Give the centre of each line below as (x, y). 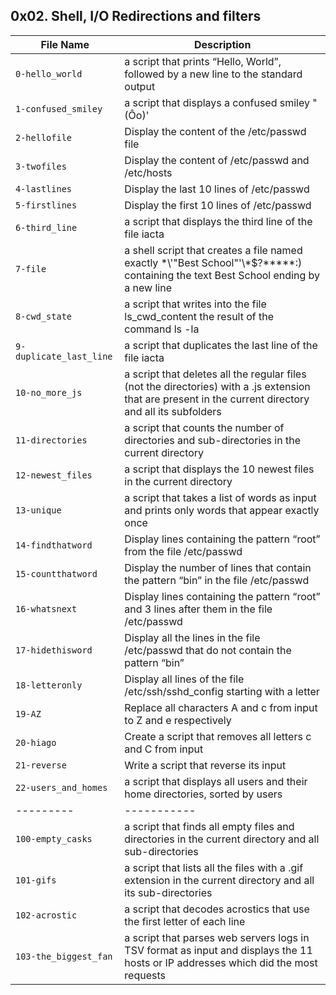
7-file (31, 268)
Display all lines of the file (184, 679)
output (140, 86)
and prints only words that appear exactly (222, 510)
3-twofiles (41, 166)
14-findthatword (54, 545)
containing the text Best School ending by (222, 275)
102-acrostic (46, 915)
